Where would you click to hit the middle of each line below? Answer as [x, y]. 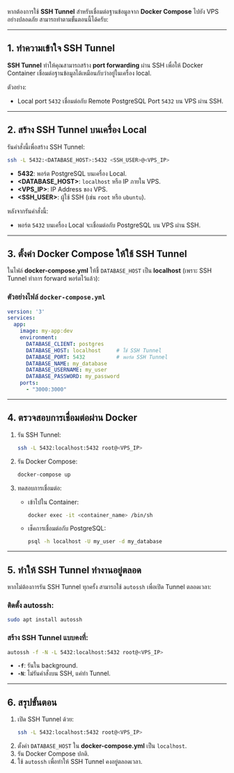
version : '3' [26, 312]
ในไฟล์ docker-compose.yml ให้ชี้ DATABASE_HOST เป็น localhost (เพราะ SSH [110, 270]
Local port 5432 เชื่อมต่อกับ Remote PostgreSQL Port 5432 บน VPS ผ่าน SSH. [120, 101]
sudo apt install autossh [45, 620]
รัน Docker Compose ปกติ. [53, 754]
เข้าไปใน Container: [53, 502]
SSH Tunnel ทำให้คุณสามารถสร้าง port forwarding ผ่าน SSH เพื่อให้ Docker [105, 65]
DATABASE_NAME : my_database [67, 363]
